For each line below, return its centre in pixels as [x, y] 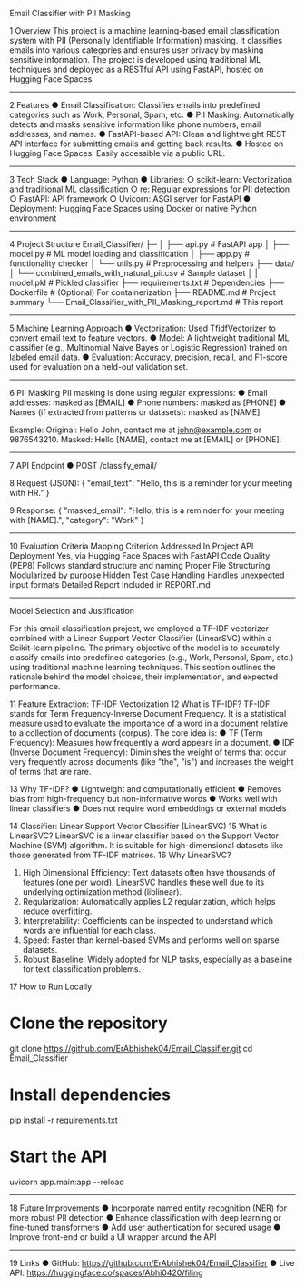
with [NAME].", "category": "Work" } [77, 520]
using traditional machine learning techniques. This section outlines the [143, 667]
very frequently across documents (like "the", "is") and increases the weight [152, 762]
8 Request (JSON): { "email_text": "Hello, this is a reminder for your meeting [151, 483]
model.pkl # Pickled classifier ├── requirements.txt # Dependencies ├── [147, 282]
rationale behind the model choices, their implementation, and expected [144, 677]
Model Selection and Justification [72, 611]
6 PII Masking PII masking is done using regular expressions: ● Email [138, 393]
